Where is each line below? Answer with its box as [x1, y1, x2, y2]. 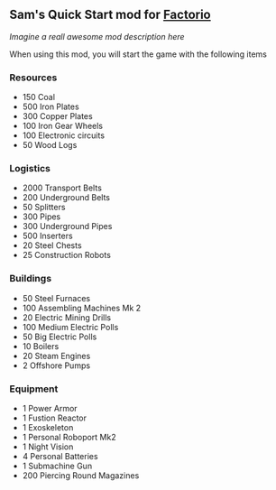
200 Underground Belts [22, 192, 111, 203]
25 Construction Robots [22, 250, 111, 261]
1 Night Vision [22, 441, 74, 452]
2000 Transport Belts [22, 182, 102, 193]
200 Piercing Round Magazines [22, 470, 140, 481]
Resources [9, 71, 58, 84]
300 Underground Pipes [22, 221, 113, 232]
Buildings [9, 273, 52, 285]
